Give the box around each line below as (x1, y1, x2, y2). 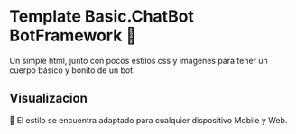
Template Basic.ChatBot (9, 6, 194, 27)
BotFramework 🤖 (9, 25, 137, 46)
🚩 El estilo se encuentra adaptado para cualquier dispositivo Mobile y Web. (9, 114, 288, 125)
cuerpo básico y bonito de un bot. (9, 65, 135, 76)
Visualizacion (9, 91, 88, 106)
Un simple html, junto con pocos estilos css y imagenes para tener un (9, 55, 268, 66)
